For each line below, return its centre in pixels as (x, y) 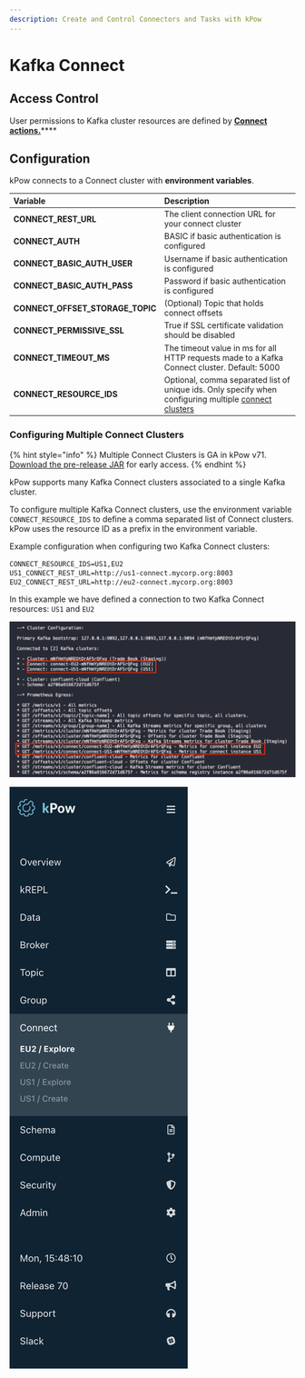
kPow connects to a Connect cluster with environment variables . (132, 181)
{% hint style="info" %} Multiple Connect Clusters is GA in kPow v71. (138, 454)
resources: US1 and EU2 (52, 608)
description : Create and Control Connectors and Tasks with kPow (135, 19)
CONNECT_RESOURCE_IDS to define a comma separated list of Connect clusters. (152, 519)
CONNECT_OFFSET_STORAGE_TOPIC (85, 308)
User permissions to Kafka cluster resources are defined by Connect (138, 120)
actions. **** (33, 130)
